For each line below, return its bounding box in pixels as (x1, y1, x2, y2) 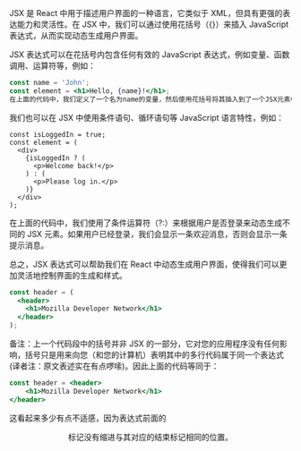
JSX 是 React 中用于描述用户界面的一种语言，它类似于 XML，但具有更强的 (9, 8, 283, 18)
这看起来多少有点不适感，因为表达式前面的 (9, 413, 167, 423)
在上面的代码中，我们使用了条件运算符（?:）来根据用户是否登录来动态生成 (9, 217, 283, 228)
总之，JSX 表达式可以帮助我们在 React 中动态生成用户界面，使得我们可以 (9, 259, 279, 269)
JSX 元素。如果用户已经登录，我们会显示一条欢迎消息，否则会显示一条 (26, 228, 288, 239)
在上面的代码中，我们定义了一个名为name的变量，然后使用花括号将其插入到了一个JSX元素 (9, 95, 291, 104)
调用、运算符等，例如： (9, 61, 96, 71)
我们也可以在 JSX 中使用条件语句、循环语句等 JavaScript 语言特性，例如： (9, 112, 285, 123)
